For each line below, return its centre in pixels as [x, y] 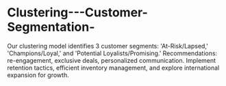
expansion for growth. [38, 75]
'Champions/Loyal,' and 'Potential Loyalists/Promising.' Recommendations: [112, 53]
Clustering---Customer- [78, 13]
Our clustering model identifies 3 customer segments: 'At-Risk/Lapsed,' [108, 46]
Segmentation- [51, 27]
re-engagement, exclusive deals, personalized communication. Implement [112, 60]
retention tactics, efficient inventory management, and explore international [113, 68]
